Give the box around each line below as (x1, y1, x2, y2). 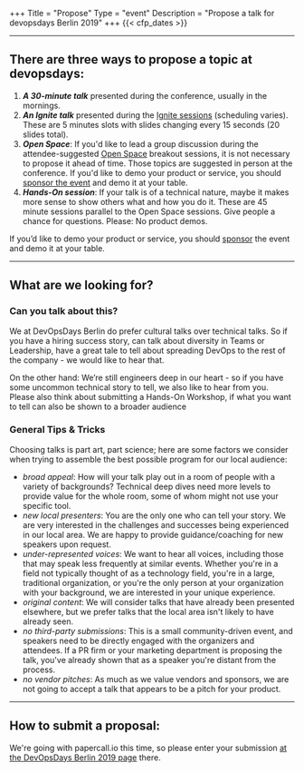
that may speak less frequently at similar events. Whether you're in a (22, 558, 279, 569)
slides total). (22, 129, 69, 140)
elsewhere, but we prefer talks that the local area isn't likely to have (22, 606, 274, 617)
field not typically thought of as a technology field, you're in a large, (22, 567, 275, 579)
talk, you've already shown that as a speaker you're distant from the (22, 654, 277, 665)
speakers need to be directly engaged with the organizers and (22, 635, 255, 646)
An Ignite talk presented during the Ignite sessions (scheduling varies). (22, 109, 289, 121)
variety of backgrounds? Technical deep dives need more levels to (22, 481, 271, 492)
